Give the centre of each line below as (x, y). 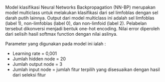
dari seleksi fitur (29, 75)
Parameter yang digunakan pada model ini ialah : (56, 44)
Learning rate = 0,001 (35, 53)
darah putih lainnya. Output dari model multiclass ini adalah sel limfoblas (80, 18)
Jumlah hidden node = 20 (39, 59)
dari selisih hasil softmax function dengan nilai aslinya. (61, 34)
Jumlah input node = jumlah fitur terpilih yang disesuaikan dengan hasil (86, 69)
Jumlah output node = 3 (37, 64)
